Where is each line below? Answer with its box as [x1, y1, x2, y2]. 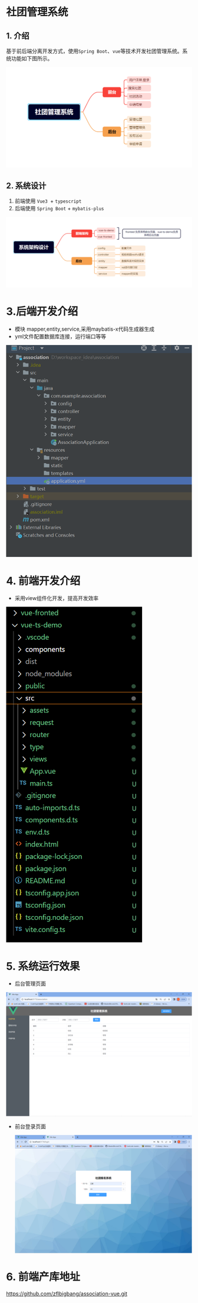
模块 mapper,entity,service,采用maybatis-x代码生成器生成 [14, 325, 155, 333]
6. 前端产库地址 [6, 1271, 81, 1284]
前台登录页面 [14, 1123, 46, 1130]
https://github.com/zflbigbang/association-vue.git [6, 1290, 128, 1297]
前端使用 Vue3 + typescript [14, 197, 82, 204]
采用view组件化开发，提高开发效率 [14, 595, 99, 602]
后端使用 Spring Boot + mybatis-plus [14, 204, 104, 211]
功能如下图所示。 [11, 55, 53, 62]
